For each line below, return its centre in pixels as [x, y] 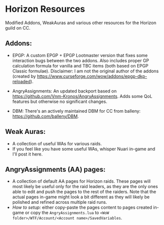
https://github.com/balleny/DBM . [45, 116]
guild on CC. [18, 28]
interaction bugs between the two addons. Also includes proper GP [81, 61]
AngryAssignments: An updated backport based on [64, 91]
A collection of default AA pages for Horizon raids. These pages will [81, 181]
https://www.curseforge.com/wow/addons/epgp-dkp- [92, 76]
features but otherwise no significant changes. [60, 101]
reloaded [21, 81]
